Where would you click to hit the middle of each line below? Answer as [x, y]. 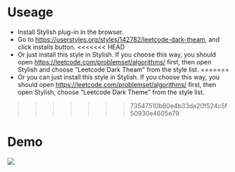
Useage [30, 12]
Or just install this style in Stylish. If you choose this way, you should [117, 55]
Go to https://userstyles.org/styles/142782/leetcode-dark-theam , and [119, 39]
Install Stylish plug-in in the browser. [71, 32]
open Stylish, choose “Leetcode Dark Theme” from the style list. [111, 92]
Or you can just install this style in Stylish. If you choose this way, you [119, 77]
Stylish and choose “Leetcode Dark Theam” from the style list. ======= [123, 69]
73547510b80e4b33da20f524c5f [179, 105]
